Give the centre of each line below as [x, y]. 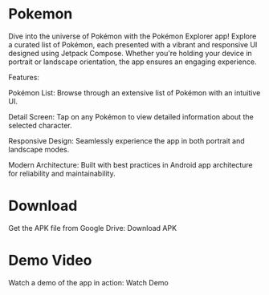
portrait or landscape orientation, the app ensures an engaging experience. [132, 62]
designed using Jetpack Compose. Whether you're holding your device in [130, 53]
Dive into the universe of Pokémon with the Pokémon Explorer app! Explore [132, 36]
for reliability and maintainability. [62, 173]
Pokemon [41, 14]
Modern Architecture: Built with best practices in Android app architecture [130, 164]
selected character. [40, 125]
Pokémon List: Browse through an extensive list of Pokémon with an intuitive [134, 92]
